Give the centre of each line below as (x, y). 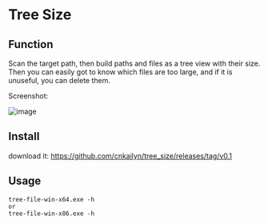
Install (24, 136)
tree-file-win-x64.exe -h (51, 199)
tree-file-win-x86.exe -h (51, 214)
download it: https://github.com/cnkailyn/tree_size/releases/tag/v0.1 (120, 156)
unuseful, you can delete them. (59, 80)
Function (31, 44)
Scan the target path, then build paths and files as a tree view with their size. (134, 63)
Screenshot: (28, 96)
